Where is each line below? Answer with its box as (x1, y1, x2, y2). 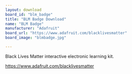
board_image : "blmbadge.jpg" (5, 35, 67, 40)
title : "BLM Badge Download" (5, 16, 67, 21)
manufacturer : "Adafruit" (5, 26, 59, 31)
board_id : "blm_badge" (5, 12, 53, 17)
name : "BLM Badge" (5, 21, 44, 26)
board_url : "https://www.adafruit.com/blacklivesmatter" (5, 30, 127, 35)
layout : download (5, 7, 42, 12)
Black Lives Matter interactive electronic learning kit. (5, 53, 114, 59)
